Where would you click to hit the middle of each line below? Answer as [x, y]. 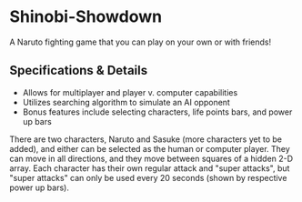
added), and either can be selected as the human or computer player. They [150, 148]
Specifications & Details [79, 71]
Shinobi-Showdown [86, 17]
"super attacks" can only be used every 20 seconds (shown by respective [148, 177]
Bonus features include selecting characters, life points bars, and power [157, 112]
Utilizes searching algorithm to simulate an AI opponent [126, 102]
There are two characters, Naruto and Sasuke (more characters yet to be [146, 139]
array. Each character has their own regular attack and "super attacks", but [150, 168]
